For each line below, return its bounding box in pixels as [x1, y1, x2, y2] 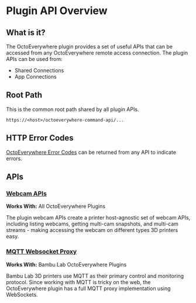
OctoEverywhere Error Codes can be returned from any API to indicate [6, 149, 177, 156]
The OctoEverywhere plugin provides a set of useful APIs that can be [6, 43, 173, 50]
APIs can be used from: [6, 56, 63, 62]
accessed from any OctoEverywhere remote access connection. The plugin [6, 49, 188, 56]
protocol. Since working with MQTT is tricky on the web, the [6, 278, 151, 285]
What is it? [6, 28, 46, 38]
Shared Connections [14, 67, 64, 74]
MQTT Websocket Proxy [6, 248, 77, 256]
